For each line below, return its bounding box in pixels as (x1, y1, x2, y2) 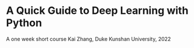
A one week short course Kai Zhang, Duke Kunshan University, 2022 (6, 35, 171, 42)
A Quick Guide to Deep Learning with (6, 4, 189, 17)
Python (6, 16, 42, 29)
